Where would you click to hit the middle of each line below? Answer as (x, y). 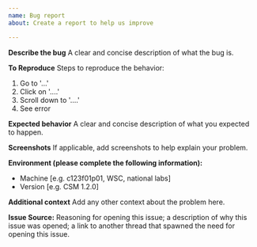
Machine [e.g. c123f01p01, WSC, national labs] (95, 178)
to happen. (26, 132)
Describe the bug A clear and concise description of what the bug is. (121, 52)
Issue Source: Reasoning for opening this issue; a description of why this (128, 217)
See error (35, 108)
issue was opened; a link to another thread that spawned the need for (122, 226)
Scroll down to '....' (50, 100)
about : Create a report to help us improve (81, 23)
